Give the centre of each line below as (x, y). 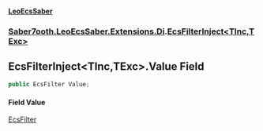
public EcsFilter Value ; (49, 85)
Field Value (27, 102)
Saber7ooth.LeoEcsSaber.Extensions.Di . (88, 31)
